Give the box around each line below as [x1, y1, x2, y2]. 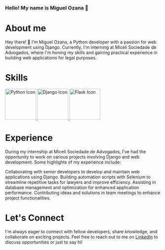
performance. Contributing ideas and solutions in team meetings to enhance [5, 190, 161, 196]
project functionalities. [5, 195, 51, 201]
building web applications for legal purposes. [5, 54, 97, 61]
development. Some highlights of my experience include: [5, 159, 121, 165]
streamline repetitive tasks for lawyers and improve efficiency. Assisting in [5, 179, 157, 185]
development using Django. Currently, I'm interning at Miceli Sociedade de [5, 44, 157, 50]
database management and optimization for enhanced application [5, 184, 139, 190]
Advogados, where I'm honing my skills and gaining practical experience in [5, 49, 158, 55]
